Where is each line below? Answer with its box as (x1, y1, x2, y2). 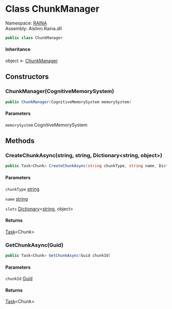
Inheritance (5, 46, 31, 53)
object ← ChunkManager (5, 58, 58, 64)
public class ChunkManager (5, 35, 63, 40)
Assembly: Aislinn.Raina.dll (5, 25, 62, 31)
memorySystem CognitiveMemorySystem (5, 122, 88, 128)
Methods (5, 136, 35, 146)
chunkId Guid (5, 275, 33, 281)
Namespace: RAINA (5, 20, 47, 26)
